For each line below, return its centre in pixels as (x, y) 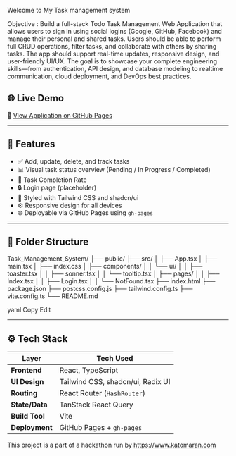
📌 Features (31, 144)
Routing (24, 393)
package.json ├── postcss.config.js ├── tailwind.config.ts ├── (100, 289)
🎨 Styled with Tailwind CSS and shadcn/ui (78, 197)
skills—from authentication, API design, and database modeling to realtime (115, 69)
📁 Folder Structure (48, 242)
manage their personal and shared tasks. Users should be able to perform (114, 39)
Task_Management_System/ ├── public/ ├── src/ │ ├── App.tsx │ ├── (112, 259)
